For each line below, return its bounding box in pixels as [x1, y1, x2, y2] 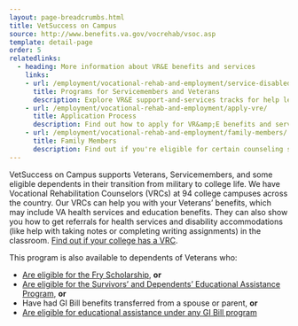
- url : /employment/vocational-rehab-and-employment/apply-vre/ [25, 104, 268, 113]
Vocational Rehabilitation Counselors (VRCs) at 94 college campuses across [9, 188, 288, 198]
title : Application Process [32, 112, 137, 120]
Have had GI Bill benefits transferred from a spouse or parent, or [21, 298, 258, 308]
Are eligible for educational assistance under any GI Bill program [21, 307, 257, 317]
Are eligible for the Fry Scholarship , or [21, 269, 162, 280]
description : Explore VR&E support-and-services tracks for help [32, 95, 279, 105]
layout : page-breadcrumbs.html [9, 12, 125, 22]
